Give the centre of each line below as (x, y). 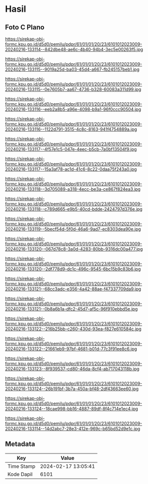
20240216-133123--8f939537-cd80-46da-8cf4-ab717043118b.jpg (72, 369)
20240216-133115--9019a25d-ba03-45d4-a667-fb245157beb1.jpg (72, 69)
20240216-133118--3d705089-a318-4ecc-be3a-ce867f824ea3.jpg (73, 189)
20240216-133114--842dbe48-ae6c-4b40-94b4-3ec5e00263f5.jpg (74, 49)
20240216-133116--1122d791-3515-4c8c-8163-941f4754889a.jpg (71, 129)
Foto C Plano (25, 27)
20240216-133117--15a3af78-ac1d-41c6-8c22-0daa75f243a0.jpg (71, 169)
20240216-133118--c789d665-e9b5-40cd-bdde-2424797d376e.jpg (74, 209)
